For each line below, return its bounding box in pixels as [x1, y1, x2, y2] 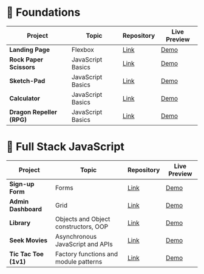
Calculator [9, 94, 41, 102]
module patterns [55, 257, 103, 265]
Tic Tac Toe [9, 250, 44, 258]
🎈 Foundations [6, 5, 81, 19]
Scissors [9, 63, 35, 71]
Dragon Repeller [9, 108, 58, 116]
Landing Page [9, 45, 50, 54]
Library [9, 219, 31, 227]
